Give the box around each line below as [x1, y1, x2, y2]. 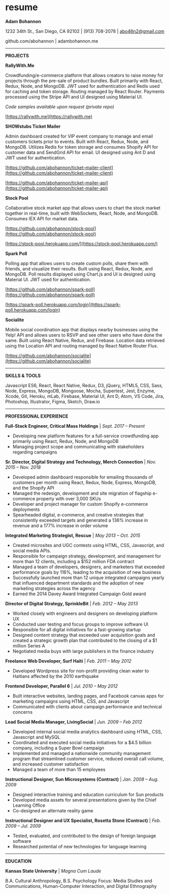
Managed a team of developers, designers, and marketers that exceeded [12, 564, 165, 570]
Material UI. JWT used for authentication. [5, 276, 91, 283]
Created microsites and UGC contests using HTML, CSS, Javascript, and [12, 542, 164, 548]
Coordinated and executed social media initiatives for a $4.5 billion [12, 739, 152, 745]
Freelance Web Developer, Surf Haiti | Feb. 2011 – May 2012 [5, 658, 132, 664]
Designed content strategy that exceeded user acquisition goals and [12, 632, 155, 638]
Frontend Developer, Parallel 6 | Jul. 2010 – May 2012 [5, 683, 118, 689]
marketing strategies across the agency [12, 585, 96, 591]
